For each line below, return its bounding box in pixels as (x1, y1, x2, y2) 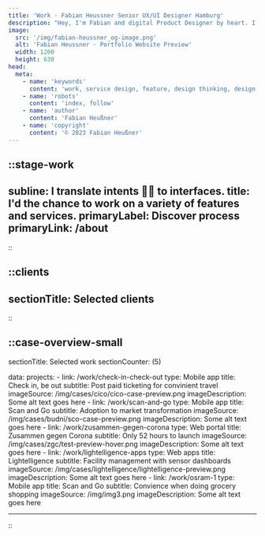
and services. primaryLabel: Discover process (8, 210, 241, 223)
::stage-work (8, 158, 74, 172)
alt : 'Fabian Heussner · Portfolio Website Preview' (15, 41, 192, 49)
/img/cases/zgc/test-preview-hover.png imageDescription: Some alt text (8, 439, 244, 449)
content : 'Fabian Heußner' (28, 114, 118, 122)
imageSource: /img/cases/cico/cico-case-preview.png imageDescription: (8, 389, 247, 398)
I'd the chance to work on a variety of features (8, 197, 240, 210)
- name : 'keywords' (22, 77, 87, 85)
